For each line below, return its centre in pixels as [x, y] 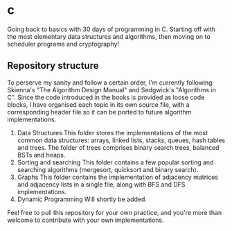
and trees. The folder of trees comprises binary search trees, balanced [118, 147]
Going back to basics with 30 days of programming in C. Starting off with [111, 29]
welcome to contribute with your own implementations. [86, 220]
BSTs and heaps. [41, 155]
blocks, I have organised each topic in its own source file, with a [98, 104]
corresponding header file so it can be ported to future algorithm [99, 112]
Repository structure [53, 66]
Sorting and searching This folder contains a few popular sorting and [115, 162]
